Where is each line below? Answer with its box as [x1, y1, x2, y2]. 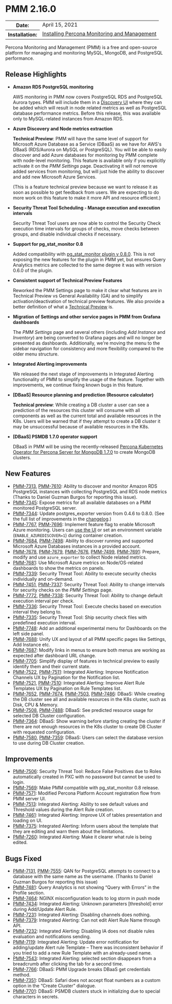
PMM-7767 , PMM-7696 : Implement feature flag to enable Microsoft [12, 521, 155, 527]
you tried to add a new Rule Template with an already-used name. [12, 950, 152, 956]
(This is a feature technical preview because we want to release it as [12, 184, 158, 190]
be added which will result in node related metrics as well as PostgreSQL [12, 104, 167, 111]
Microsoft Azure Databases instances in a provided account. [12, 543, 141, 549]
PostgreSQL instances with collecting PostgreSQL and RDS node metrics [12, 488, 167, 494]
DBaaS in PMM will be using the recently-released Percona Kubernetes [12, 443, 163, 450]
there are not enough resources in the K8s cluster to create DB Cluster [12, 723, 162, 729]
